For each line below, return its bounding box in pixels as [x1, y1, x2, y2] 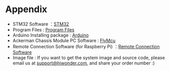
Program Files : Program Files [12, 26, 75, 32]
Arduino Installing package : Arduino [12, 32, 89, 38]
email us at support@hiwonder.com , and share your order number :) [12, 60, 155, 66]
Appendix [5, 4, 47, 15]
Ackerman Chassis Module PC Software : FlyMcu [12, 37, 116, 44]
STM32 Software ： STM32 [12, 21, 70, 27]
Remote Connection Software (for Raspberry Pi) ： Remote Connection [12, 43, 160, 49]
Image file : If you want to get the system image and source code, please [12, 54, 165, 60]
